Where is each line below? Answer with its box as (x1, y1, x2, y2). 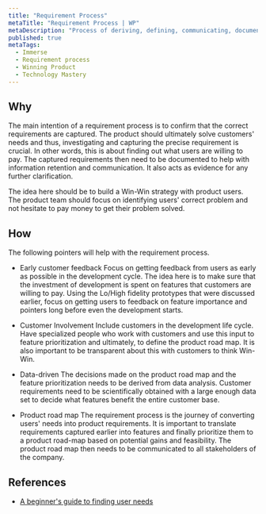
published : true (8, 33, 62, 42)
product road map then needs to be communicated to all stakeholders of (19, 444, 256, 454)
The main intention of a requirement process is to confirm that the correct (8, 121, 249, 131)
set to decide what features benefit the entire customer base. (19, 395, 220, 405)
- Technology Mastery (15, 71, 87, 79)
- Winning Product (15, 63, 77, 71)
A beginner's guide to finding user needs (19, 497, 154, 506)
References (8, 475, 66, 489)
